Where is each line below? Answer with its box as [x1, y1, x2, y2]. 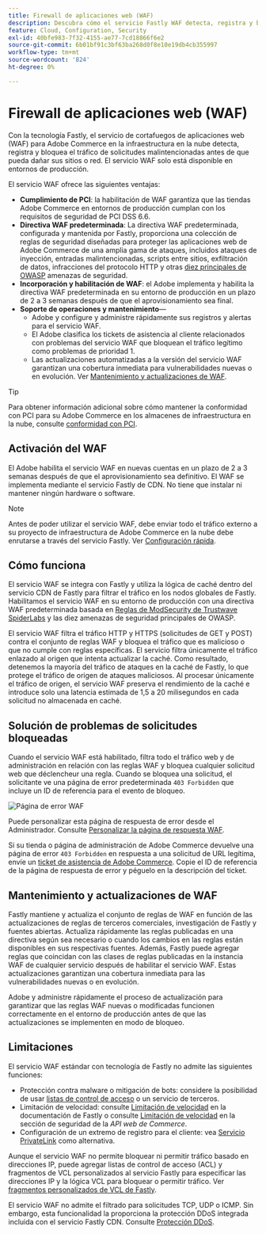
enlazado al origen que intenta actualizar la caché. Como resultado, [8, 654, 229, 664]
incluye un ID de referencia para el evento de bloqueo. [8, 786, 186, 796]
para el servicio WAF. [31, 321, 101, 330]
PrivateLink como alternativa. [19, 1136, 116, 1145]
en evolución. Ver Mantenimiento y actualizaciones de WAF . [31, 371, 227, 381]
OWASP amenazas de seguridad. [19, 270, 128, 280]
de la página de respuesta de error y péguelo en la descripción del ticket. [8, 866, 248, 875]
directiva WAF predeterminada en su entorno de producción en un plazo [19, 287, 256, 297]
